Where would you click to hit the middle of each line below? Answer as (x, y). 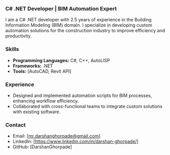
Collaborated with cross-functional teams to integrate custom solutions (87, 106)
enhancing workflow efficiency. (46, 101)
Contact (16, 125)
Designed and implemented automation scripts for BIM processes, (82, 95)
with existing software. (37, 112)
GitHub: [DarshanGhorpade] (42, 147)
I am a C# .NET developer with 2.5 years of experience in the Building (78, 20)
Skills (12, 49)
